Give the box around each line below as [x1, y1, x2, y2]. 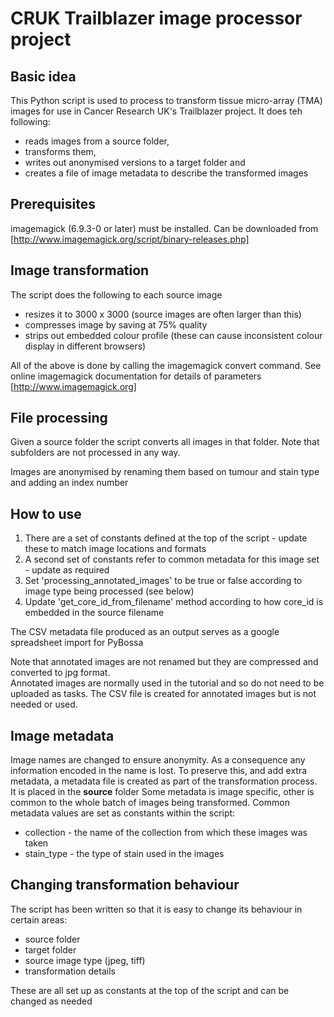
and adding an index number [10, 477, 129, 489]
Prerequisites [10, 196, 96, 213]
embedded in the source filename [24, 607, 165, 619]
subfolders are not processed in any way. [10, 447, 181, 459]
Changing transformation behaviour [10, 877, 240, 894]
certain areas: [10, 913, 68, 926]
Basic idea [10, 68, 77, 85]
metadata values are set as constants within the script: [10, 807, 236, 819]
